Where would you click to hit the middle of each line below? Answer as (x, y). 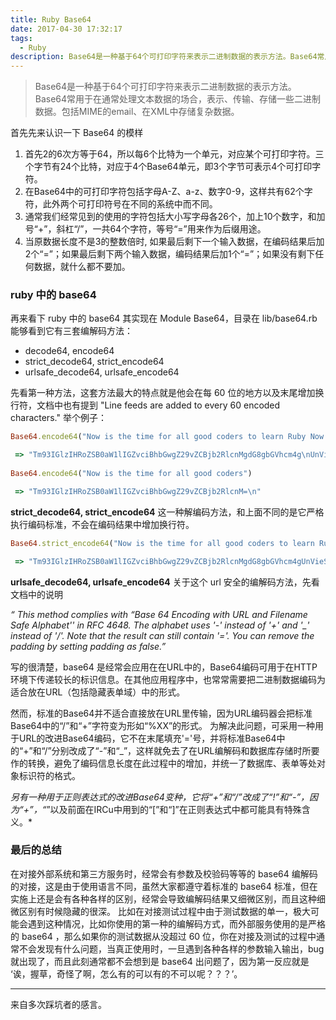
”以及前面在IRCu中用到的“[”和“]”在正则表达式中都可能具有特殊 (174, 809)
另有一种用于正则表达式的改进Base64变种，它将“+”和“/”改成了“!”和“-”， (160, 797)
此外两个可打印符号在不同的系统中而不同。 (130, 204)
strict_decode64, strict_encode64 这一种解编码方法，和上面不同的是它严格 (167, 512)
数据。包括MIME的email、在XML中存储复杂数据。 (137, 112)
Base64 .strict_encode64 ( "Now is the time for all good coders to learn (162, 543)
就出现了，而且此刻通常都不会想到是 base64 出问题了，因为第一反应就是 (160, 961)
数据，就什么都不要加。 (82, 267)
